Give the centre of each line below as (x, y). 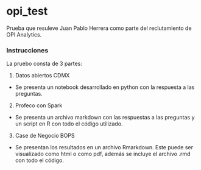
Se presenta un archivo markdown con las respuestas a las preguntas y (105, 118)
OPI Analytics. (24, 34)
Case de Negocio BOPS (45, 136)
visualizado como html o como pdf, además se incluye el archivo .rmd (103, 154)
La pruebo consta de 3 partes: (44, 64)
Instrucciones (27, 50)
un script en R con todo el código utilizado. (69, 124)
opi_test (27, 11)
